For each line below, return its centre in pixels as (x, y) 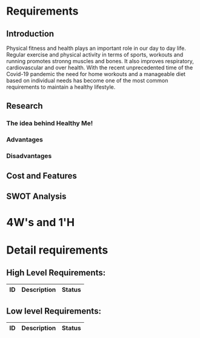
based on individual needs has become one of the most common (87, 81)
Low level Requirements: (54, 311)
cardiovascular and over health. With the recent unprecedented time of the (100, 67)
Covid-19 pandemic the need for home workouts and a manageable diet (96, 74)
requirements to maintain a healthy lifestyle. (61, 87)
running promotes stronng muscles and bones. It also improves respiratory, (100, 61)
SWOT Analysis (36, 196)
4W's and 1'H (41, 222)
